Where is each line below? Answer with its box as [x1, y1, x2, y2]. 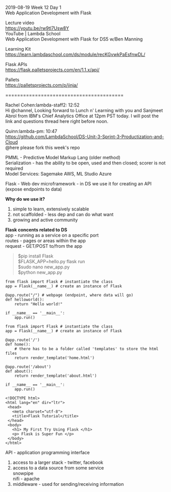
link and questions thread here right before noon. [5, 118, 109, 124]
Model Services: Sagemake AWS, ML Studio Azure [5, 171, 112, 177]
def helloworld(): [5, 297, 44, 302]
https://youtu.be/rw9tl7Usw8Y [5, 25, 69, 31]
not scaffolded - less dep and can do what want [12, 211, 114, 217]
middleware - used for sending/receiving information [12, 481, 124, 487]
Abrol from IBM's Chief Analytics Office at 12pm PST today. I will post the [5, 113, 159, 119]
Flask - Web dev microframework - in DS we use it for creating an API [5, 181, 152, 186]
